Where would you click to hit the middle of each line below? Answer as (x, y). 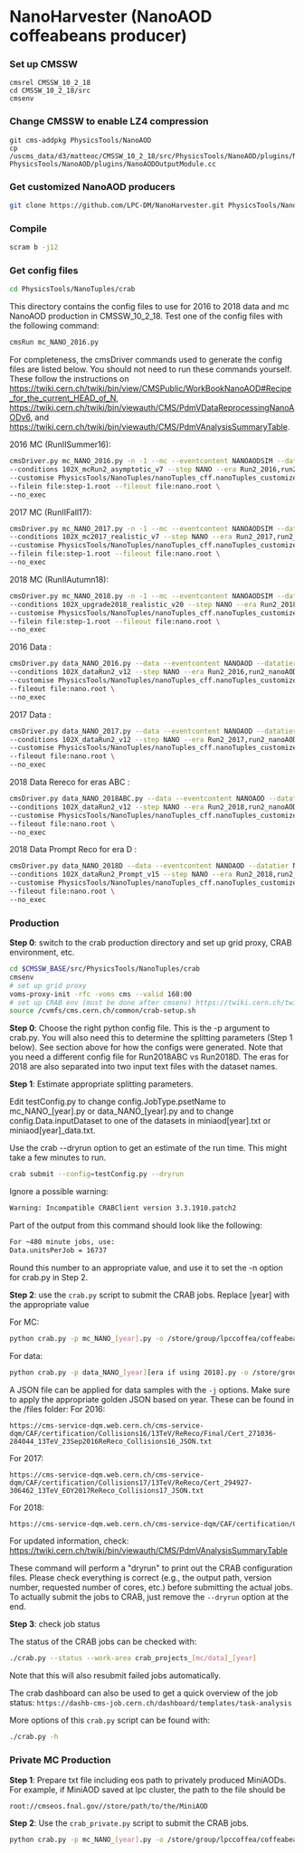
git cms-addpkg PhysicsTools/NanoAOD (81, 140)
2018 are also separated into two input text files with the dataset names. (143, 1067)
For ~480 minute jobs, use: (62, 1242)
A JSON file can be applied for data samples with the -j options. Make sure (150, 1390)
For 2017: (26, 1458)
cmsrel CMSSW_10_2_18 (50, 83)
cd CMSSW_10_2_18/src (50, 91)
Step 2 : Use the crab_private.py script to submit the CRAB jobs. (129, 1823)
